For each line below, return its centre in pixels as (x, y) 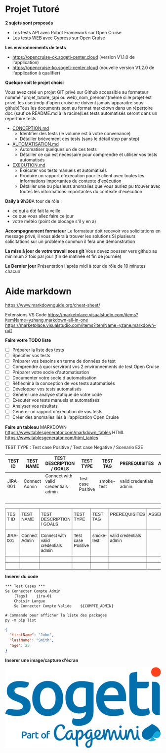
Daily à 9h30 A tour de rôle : (34, 201)
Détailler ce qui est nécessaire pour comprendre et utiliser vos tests (88, 154)
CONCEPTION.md (31, 128)
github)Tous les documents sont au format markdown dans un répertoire (79, 108)
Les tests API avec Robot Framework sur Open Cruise (67, 32)
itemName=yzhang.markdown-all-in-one (47, 320)
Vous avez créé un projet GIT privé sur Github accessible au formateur (77, 92)
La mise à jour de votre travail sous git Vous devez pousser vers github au (81, 251)
